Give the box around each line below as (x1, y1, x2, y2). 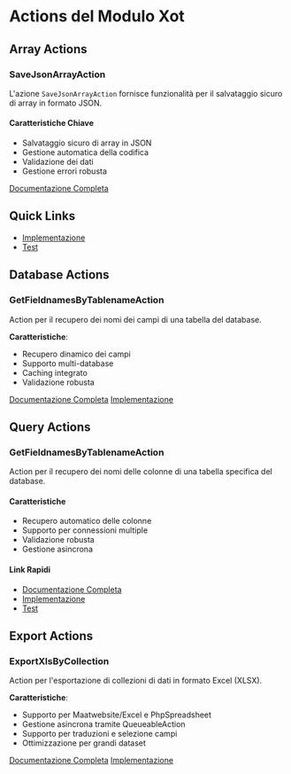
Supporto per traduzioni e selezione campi (21, 729, 178, 739)
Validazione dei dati (21, 157, 95, 168)
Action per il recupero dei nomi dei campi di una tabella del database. (9, 314, 263, 324)
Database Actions (9, 268, 110, 283)
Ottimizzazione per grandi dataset (21, 738, 146, 748)
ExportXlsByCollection (9, 654, 110, 667)
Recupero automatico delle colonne (21, 516, 152, 527)
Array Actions (9, 42, 88, 57)
